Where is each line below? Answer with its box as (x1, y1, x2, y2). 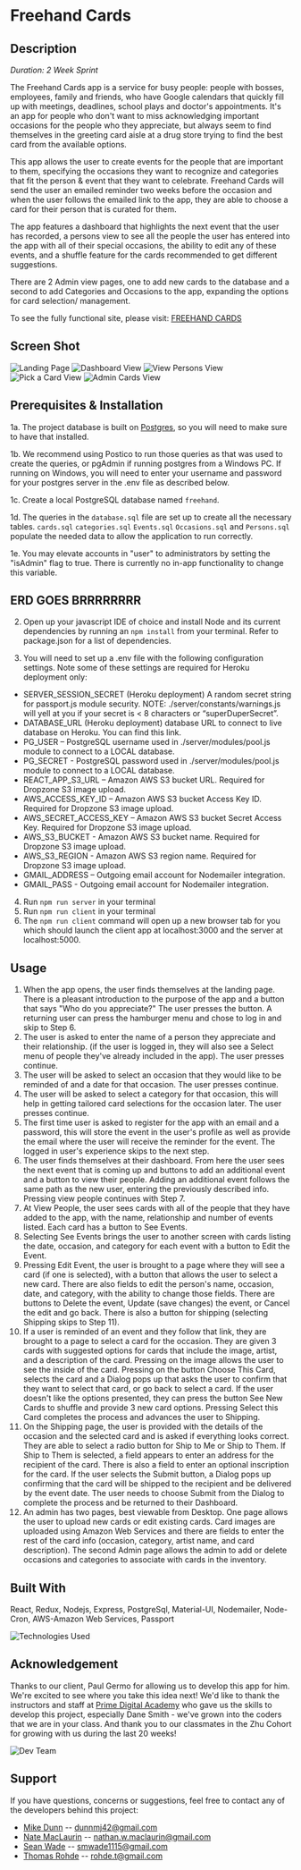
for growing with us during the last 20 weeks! (10, 1728, 177, 1739)
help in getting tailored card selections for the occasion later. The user (22, 1098, 282, 1109)
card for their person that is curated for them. (10, 204, 177, 215)
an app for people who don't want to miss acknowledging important (10, 111, 260, 121)
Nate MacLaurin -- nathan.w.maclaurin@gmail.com (22, 1831, 212, 1842)
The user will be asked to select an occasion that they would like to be (22, 1070, 282, 1080)
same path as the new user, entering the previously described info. (22, 1184, 270, 1195)
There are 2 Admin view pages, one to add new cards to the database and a (10, 276, 289, 287)
